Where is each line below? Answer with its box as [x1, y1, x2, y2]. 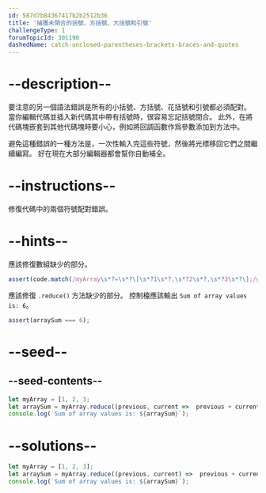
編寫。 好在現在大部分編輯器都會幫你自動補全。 [14, 149, 170, 158]
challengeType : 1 [8, 26, 66, 34]
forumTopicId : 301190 [8, 33, 80, 42]
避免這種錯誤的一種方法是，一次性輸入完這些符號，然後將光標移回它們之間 [8, 139, 251, 149]
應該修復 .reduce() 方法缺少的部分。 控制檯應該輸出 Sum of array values [8, 290, 248, 300]
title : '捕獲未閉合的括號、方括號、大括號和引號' [8, 19, 153, 27]
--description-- [8, 75, 112, 93]
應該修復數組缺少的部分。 [8, 259, 92, 269]
